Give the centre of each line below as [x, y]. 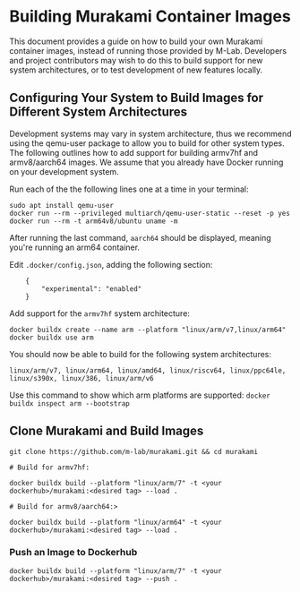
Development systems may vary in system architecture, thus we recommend [150, 133]
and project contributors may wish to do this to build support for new [136, 60]
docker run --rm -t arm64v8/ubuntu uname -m [94, 221]
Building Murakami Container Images [150, 17]
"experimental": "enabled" [92, 288]
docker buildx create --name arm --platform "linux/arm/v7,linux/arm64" [148, 330]
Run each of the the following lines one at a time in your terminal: [129, 189]
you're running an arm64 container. [75, 247]
